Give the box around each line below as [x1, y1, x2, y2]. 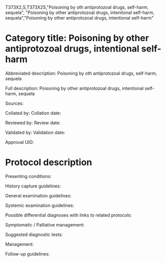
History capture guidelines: [5, 183, 61, 189]
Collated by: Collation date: [5, 110, 61, 116]
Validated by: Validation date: [5, 129, 65, 135]
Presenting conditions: [5, 173, 52, 179]
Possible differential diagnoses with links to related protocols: [5, 212, 132, 218]
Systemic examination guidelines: [5, 202, 74, 208]
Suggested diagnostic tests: [5, 231, 63, 237]
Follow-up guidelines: [5, 250, 50, 257]
